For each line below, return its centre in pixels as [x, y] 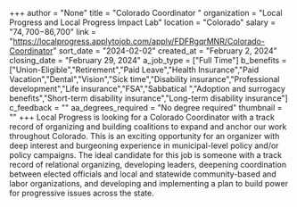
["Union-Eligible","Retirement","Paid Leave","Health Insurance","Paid [134, 70]
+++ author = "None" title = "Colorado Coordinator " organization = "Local [146, 13]
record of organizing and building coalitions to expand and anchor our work [148, 127]
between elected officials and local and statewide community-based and [143, 174]
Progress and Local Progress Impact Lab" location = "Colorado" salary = [143, 22]
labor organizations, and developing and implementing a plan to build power [148, 183]
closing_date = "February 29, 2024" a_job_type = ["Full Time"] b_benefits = [148, 60]
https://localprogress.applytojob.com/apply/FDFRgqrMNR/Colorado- [139, 41]
